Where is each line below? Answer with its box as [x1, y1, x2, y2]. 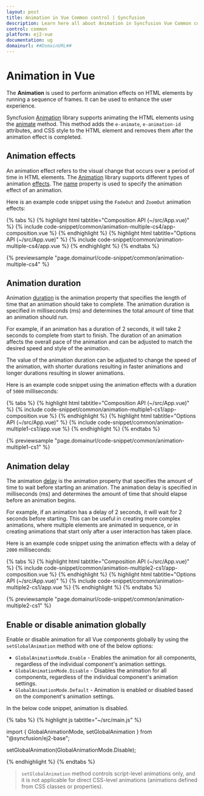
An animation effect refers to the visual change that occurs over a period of [6, 167, 195, 174]
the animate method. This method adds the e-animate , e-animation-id [6, 120, 181, 128]
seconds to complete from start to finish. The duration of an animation [6, 332, 182, 339]
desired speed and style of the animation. [6, 345, 110, 352]
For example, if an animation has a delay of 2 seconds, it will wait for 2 [6, 508, 182, 516]
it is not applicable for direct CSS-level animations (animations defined [21, 777, 198, 784]
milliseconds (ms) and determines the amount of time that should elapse [6, 490, 188, 497]
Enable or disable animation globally [6, 620, 147, 630]
